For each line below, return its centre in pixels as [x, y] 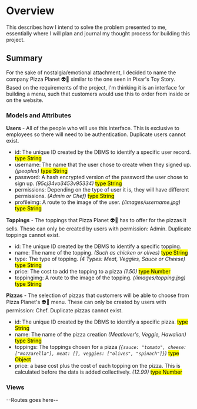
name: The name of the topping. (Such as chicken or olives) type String [101, 253]
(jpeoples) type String [41, 171]
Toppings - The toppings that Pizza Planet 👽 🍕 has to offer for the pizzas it [96, 220]
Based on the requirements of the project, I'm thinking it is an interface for [96, 87]
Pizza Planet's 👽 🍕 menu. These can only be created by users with [86, 302]
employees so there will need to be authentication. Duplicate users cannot [96, 134]
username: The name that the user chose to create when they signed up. [103, 165]
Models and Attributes [39, 115]
